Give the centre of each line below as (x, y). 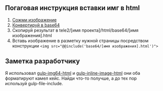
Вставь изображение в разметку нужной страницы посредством (80, 41)
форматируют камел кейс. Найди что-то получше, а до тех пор (71, 78)
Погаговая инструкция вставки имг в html (72, 8)
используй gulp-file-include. (34, 83)
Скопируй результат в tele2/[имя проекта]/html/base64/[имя (75, 30)
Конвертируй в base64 (36, 25)
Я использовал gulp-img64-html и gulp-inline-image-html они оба (73, 73)
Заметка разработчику (42, 61)
